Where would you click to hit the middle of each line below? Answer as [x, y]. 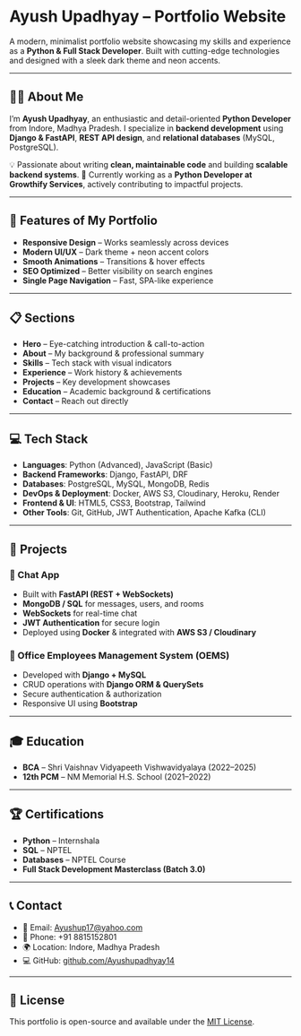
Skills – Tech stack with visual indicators [97, 363]
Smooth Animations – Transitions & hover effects [114, 261]
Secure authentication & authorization [92, 694]
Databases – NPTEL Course [74, 859]
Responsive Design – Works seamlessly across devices [125, 242]
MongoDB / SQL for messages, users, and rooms [113, 603]
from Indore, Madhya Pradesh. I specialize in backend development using [146, 128]
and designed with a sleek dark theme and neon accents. [115, 60]
